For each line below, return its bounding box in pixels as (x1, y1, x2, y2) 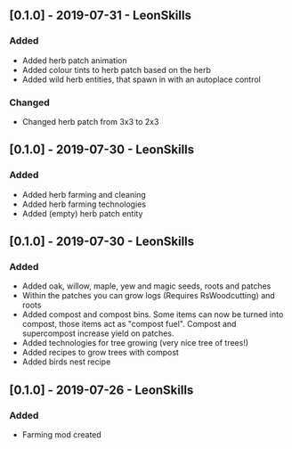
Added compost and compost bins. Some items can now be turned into (21, 309, 284, 320)
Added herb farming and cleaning (21, 189, 147, 200)
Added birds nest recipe (21, 356, 111, 367)
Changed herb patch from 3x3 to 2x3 (21, 116, 159, 127)
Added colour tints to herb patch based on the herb (21, 64, 212, 75)
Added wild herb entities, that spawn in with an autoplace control (21, 74, 261, 85)
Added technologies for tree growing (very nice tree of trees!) (21, 338, 249, 348)
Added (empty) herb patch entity (21, 208, 143, 218)
